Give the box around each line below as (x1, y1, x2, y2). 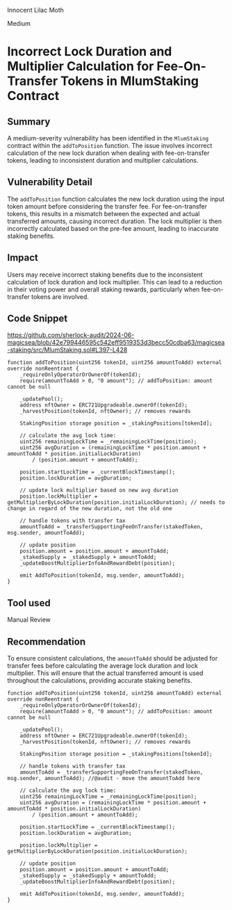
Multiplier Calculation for (7, 58, 154, 74)
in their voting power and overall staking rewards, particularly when (7, 285, 200, 293)
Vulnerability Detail (7, 177, 92, 188)
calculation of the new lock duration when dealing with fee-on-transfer (7, 149, 210, 157)
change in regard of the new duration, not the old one (7, 505, 172, 512)
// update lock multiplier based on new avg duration (19, 487, 179, 494)
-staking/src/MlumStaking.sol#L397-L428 (7, 346, 128, 354)
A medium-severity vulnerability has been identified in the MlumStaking (7, 134, 209, 142)
